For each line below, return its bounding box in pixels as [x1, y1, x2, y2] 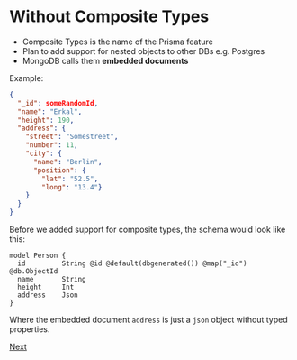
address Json [17, 291, 78, 300]
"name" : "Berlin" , [32, 157, 103, 166]
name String [17, 275, 87, 284]
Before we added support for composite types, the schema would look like [9, 224, 286, 235]
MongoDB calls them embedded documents [22, 55, 189, 66]
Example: [9, 72, 44, 83]
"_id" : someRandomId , [17, 98, 99, 107]
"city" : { [25, 149, 63, 159]
